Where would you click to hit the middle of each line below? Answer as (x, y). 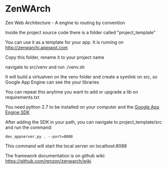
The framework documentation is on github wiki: (55, 155)
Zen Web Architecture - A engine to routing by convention (65, 23)
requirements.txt (22, 97)
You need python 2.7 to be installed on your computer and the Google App (82, 107)
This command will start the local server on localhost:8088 (66, 146)
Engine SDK (18, 112)
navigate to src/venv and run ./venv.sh (45, 67)
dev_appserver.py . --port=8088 (39, 136)
